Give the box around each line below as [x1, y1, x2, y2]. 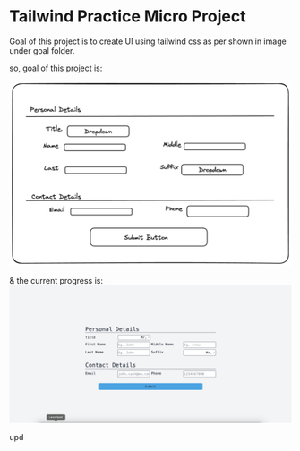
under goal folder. [9, 45, 75, 55]
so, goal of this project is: [9, 63, 103, 73]
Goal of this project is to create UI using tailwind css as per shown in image [9, 36, 287, 47]
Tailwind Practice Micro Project [9, 6, 246, 27]
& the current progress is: [9, 275, 103, 285]
